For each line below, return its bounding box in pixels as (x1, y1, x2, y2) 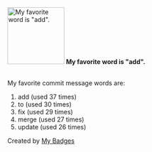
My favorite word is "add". (65, 58, 146, 66)
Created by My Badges (7, 136, 75, 145)
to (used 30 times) (17, 100, 72, 109)
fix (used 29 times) (17, 108, 73, 116)
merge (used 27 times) (17, 115, 85, 124)
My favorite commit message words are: (7, 79, 126, 87)
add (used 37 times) (17, 92, 77, 101)
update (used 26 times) (17, 123, 87, 131)
